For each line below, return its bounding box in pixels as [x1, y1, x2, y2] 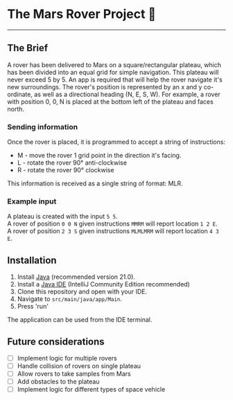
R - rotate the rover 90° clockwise [17, 166, 114, 174]
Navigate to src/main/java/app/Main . [17, 295, 123, 303]
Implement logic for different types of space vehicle [17, 385, 166, 394]
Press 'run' [17, 302, 49, 311]
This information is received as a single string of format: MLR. [7, 179, 183, 188]
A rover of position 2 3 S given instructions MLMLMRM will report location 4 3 [7, 227, 220, 235]
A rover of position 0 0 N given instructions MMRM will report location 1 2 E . [7, 219, 218, 228]
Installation [7, 254, 57, 266]
